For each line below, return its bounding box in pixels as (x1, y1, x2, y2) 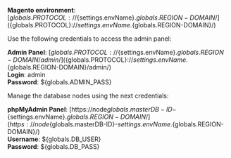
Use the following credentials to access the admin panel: (7, 34, 172, 43)
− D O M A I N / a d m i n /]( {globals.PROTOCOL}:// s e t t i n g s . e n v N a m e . (7, 55, 188, 64)
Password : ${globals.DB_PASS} (7, 143, 100, 150)
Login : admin (7, 70, 46, 79)
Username (7, 135, 39, 143)
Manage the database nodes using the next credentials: (7, 91, 169, 100)
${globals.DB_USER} (42, 135, 101, 143)
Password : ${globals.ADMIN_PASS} (7, 78, 112, 86)
